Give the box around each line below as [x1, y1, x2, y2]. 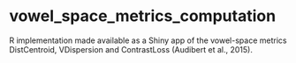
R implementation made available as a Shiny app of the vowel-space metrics [9, 35, 287, 45]
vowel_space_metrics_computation [9, 6, 277, 26]
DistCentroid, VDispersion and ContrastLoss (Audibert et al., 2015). [9, 44, 254, 54]
